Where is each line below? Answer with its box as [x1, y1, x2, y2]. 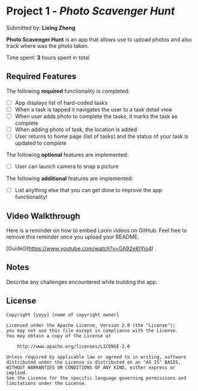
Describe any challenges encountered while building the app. [6, 278, 158, 286]
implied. [6, 369, 28, 376]
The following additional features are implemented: [6, 175, 133, 182]
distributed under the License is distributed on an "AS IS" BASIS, [6, 359, 181, 365]
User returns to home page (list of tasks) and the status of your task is [14, 133, 189, 140]
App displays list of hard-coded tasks [14, 99, 108, 106]
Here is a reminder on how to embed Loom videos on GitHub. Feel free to [6, 227, 187, 234]
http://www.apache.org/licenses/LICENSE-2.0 [17, 343, 130, 349]
